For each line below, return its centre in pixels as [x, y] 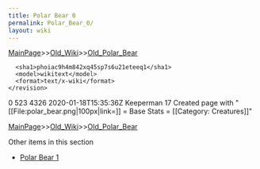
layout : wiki [30, 30]
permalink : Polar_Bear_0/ [51, 23]
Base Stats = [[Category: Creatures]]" [191, 111]
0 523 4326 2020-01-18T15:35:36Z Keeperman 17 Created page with [121, 103]
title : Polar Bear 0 [42, 15]
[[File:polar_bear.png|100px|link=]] [65, 111]
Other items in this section [51, 142]
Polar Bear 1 [39, 157]
